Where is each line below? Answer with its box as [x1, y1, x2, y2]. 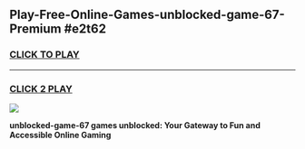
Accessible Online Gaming [9, 129, 112, 140]
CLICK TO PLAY [9, 49, 80, 61]
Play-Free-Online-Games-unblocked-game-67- [9, 7, 286, 23]
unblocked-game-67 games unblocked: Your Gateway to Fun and [9, 119, 261, 130]
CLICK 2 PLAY [9, 82, 73, 95]
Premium [9, 22, 62, 37]
